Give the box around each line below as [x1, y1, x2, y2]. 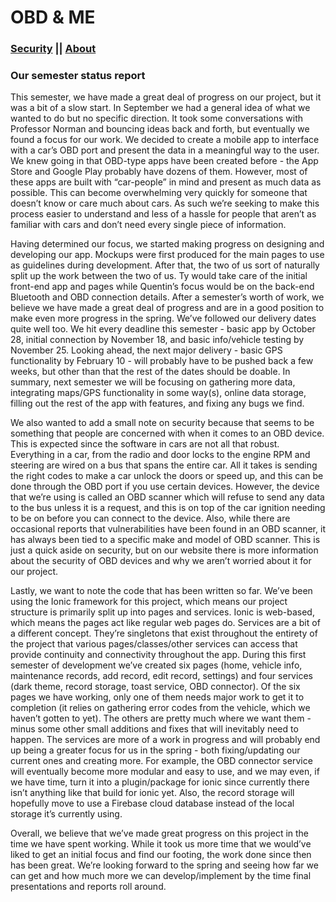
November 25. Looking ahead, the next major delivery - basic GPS [10, 344, 283, 356]
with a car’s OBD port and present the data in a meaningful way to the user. [10, 144, 320, 156]
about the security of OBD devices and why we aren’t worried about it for [10, 555, 312, 567]
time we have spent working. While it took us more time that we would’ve [10, 838, 312, 850]
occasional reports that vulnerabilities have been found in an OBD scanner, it [10, 523, 326, 535]
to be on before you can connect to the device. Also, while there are [10, 512, 291, 525]
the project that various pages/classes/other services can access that [10, 638, 298, 650]
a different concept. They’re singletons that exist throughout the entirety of [10, 627, 318, 640]
